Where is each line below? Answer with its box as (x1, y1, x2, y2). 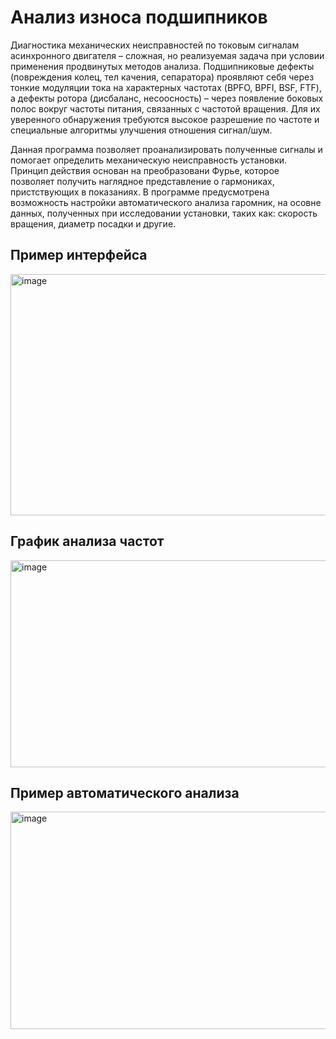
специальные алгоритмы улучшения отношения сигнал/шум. (10, 124, 273, 136)
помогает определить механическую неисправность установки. (10, 154, 288, 166)
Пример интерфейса (10, 247, 148, 264)
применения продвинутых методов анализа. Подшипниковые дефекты (10, 60, 315, 72)
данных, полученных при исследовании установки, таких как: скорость (10, 207, 318, 219)
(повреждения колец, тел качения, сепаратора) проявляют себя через (10, 71, 315, 83)
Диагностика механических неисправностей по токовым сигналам (10, 39, 300, 51)
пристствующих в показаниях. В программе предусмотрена (10, 186, 270, 198)
